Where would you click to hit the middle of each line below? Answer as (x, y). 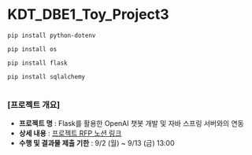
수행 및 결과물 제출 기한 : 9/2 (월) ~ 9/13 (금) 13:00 (96, 143)
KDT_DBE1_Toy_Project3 (89, 15)
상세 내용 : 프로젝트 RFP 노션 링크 (70, 133)
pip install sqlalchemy (46, 76)
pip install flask (37, 63)
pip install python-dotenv (52, 35)
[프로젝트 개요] (34, 105)
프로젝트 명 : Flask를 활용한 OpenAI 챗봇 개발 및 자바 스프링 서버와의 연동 (132, 124)
